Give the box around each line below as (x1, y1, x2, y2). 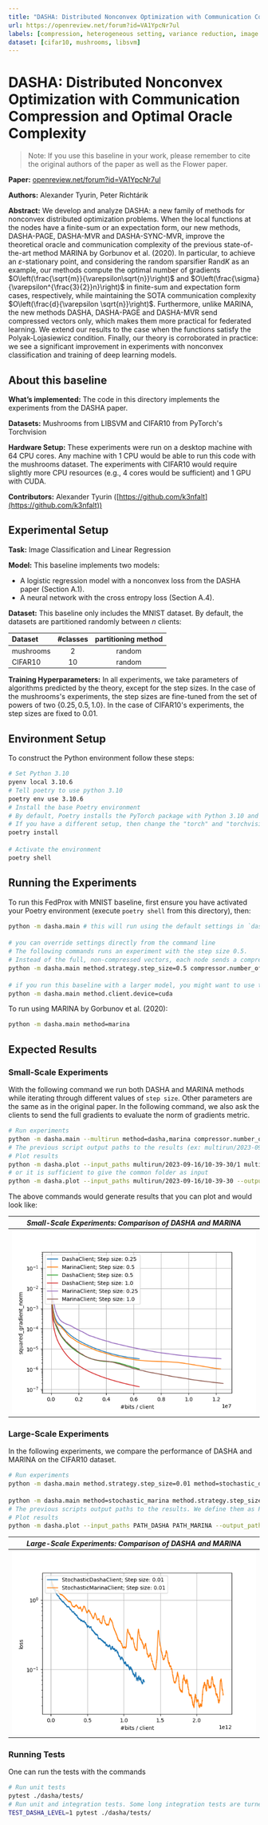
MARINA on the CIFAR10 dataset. (8, 1455, 117, 1465)
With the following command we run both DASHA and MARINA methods (8, 1085, 245, 1094)
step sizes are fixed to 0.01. (8, 709, 98, 718)
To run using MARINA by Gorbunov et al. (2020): (8, 1004, 168, 1014)
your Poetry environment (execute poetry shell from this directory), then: (8, 905, 251, 915)
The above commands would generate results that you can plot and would (8, 1191, 253, 1202)
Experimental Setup (8, 523, 109, 537)
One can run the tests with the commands (8, 1767, 146, 1777)
